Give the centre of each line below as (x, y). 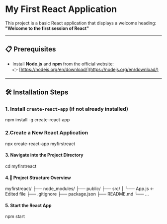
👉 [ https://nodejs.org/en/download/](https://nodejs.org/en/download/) (85, 69)
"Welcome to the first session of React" (47, 28)
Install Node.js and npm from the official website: (63, 64)
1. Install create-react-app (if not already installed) (67, 109)
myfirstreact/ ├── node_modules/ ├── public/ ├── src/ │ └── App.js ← (80, 189)
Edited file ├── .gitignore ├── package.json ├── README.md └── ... (77, 194)
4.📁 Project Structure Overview (38, 178)
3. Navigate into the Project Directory (44, 155)
